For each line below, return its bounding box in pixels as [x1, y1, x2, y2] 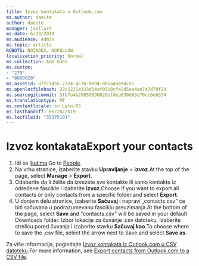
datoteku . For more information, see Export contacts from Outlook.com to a [6, 247, 189, 254]
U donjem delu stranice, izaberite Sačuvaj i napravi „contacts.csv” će [14, 197, 186, 205]
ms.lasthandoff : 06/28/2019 [6, 109, 76, 115]
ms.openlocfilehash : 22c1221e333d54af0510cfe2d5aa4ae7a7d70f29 [6, 86, 167, 92]
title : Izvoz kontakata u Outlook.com [6, 8, 102, 15]
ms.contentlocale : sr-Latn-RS [6, 103, 82, 109]
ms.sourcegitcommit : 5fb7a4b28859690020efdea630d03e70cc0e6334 [6, 92, 167, 98]
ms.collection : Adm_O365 [6, 58, 68, 64]
